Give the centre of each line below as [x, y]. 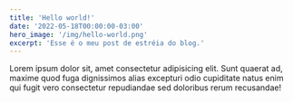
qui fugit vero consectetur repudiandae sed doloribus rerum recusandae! [146, 88]
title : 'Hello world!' [52, 18]
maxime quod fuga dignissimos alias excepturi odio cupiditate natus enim [146, 79]
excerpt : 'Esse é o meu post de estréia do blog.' [107, 43]
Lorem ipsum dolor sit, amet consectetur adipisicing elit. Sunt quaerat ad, [146, 69]
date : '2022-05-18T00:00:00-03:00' [77, 26]
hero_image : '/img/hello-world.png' [78, 34]
